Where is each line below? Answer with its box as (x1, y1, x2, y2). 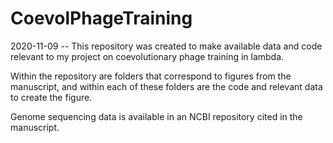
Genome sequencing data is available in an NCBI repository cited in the (10, 110, 303, 122)
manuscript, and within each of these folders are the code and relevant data (10, 80, 323, 92)
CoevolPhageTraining (10, 7, 193, 30)
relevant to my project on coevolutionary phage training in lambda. (10, 50, 285, 62)
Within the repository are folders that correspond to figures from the (10, 70, 292, 82)
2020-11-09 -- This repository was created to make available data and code (10, 40, 323, 52)
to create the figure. (10, 91, 93, 103)
